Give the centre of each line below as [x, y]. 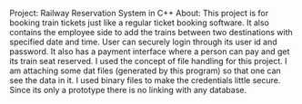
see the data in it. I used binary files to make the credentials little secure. [145, 80]
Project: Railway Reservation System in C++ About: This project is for [139, 13]
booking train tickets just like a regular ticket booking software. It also [140, 23]
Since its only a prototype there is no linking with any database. [128, 90]
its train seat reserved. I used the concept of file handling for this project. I [148, 61]
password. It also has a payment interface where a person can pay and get [150, 52]
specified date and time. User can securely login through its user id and [143, 42]
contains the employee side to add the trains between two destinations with [151, 32]
